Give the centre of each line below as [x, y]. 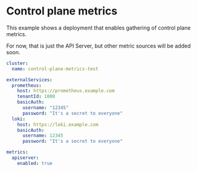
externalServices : [29, 79]
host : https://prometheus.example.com [66, 91]
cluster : [17, 63]
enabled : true [35, 163]
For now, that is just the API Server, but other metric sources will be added [98, 46]
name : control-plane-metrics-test [55, 69]
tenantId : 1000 [36, 97]
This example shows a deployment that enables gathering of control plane [98, 28]
